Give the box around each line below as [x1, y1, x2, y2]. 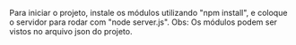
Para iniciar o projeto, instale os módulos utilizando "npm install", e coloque [9, 8, 288, 18]
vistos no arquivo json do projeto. [9, 26, 133, 36]
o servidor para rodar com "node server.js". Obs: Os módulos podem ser [9, 17, 278, 27]
